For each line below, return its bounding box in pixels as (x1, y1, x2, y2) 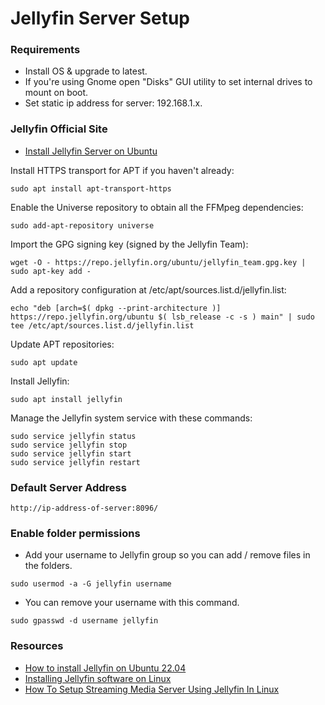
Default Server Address (10, 480, 127, 494)
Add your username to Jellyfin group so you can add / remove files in (24, 549, 311, 561)
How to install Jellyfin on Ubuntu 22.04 (24, 662, 187, 674)
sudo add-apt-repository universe (10, 220, 155, 231)
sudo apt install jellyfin (10, 394, 123, 404)
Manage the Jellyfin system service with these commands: (10, 412, 253, 424)
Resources (10, 639, 64, 653)
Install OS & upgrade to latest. (24, 65, 148, 77)
